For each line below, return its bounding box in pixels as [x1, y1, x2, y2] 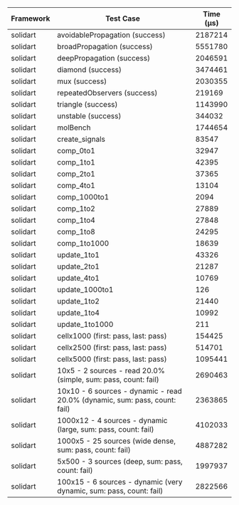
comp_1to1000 [56, 239, 110, 248]
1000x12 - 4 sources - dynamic [56, 416, 168, 425]
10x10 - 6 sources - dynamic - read [56, 386, 183, 396]
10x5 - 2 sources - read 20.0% [56, 366, 165, 375]
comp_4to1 [56, 181, 96, 190]
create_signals [56, 135, 105, 144]
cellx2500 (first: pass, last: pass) [56, 343, 167, 352]
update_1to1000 [56, 320, 114, 329]
